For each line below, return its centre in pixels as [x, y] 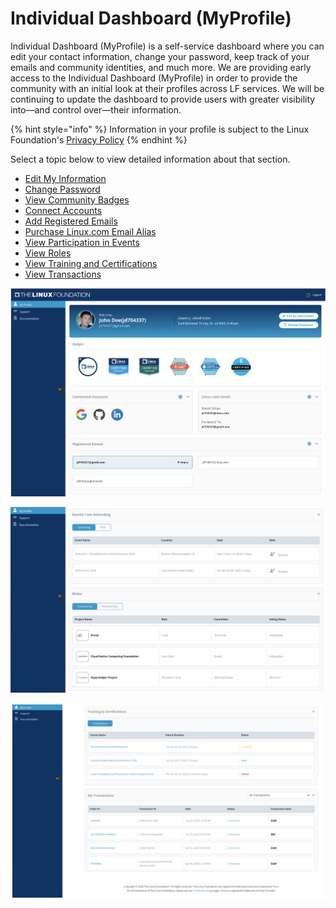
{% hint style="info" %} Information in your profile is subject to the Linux [160, 129]
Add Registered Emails [71, 221]
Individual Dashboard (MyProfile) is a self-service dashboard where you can [167, 46]
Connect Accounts [63, 210]
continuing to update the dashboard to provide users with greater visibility [163, 99]
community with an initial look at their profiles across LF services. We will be [167, 88]
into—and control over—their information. [96, 109]
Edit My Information [65, 178]
